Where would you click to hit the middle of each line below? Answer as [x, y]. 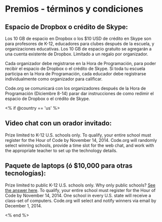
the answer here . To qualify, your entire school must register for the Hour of [80, 190]
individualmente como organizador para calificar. [54, 79]
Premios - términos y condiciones [74, 9]
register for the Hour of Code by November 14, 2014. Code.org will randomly [81, 140]
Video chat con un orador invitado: [59, 123]
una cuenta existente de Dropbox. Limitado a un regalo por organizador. [77, 54]
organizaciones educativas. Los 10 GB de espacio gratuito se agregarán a [78, 49]
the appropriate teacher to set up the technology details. [61, 150]
